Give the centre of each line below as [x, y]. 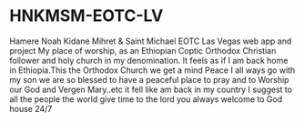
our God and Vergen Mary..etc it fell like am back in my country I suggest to [151, 89]
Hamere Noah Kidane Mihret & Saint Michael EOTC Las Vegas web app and [151, 41]
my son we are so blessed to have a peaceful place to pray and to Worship [149, 79]
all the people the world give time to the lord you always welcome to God [146, 99]
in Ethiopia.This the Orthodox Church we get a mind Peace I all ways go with [152, 70]
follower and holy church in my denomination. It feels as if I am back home [149, 60]
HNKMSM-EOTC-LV [86, 16]
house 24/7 [31, 108]
